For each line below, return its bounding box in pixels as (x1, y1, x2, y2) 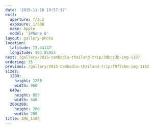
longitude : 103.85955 (10, 50, 56, 55)
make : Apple (10, 26, 36, 31)
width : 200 (14, 111, 38, 117)
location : (5, 41, 27, 46)
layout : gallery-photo (5, 36, 54, 41)
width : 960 (14, 83, 38, 88)
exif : (5, 12, 17, 17)
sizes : (5, 69, 19, 74)
